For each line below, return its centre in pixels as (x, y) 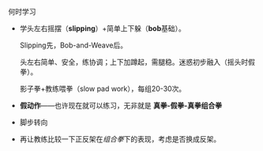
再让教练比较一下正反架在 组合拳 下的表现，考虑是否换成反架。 (120, 139)
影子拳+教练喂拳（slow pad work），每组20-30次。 (103, 89)
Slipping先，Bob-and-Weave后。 (73, 45)
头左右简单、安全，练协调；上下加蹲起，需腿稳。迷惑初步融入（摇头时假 (137, 62)
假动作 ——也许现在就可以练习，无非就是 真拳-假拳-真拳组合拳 (121, 106)
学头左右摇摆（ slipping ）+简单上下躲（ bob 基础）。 (102, 28)
